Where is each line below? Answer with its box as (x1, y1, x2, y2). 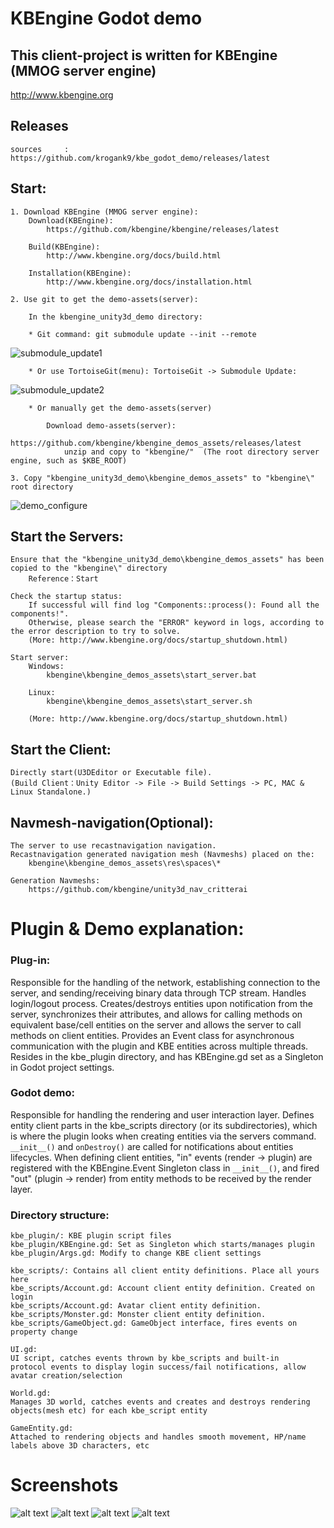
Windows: (28, 662, 65, 672)
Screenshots (10, 1474, 119, 1497)
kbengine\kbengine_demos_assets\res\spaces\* (28, 858, 222, 869)
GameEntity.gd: (10, 1423, 74, 1434)
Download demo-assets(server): (46, 420, 177, 431)
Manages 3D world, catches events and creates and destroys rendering (10, 1397, 311, 1407)
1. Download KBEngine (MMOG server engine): (10, 207, 199, 217)
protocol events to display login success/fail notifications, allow (10, 1362, 307, 1372)
